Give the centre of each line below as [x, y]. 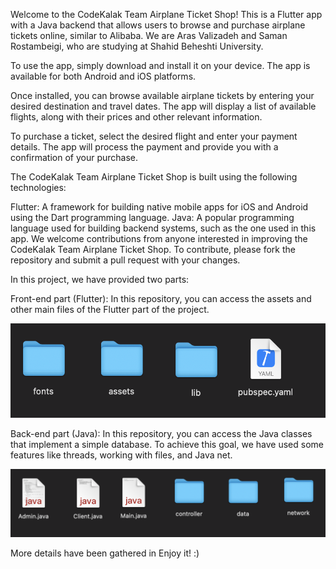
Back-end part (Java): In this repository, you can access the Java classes [161, 433]
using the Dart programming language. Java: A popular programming [152, 217]
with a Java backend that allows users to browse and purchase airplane [158, 25]
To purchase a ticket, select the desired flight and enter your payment [154, 136]
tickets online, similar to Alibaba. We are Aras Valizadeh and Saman [149, 35]
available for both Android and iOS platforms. [103, 76]
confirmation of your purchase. [74, 157]
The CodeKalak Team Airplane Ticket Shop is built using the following [154, 177]
